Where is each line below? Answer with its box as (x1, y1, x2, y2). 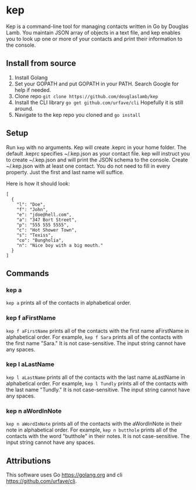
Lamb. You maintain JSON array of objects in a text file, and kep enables (6, 29, 181, 36)
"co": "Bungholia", (16, 237, 64, 243)
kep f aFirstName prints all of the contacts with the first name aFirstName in (6, 327, 189, 334)
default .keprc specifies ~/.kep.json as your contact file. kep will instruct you (6, 150, 190, 157)
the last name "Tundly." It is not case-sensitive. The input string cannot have (6, 386, 190, 393)
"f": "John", (16, 206, 49, 212)
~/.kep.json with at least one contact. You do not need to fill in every (6, 162, 171, 170)
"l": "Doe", (16, 201, 46, 208)
